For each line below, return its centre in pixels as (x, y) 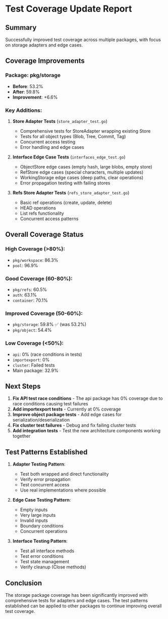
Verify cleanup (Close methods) (53, 567)
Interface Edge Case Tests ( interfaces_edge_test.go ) (69, 157)
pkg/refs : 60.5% (30, 290)
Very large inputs (38, 515)
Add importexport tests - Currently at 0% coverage (67, 409)
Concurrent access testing (48, 142)
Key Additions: (24, 110)
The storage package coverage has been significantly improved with (76, 595)
